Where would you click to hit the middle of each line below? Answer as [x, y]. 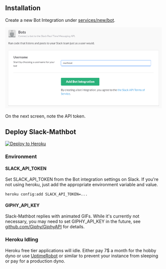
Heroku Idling [22, 240]
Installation [23, 8]
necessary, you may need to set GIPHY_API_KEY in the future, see [73, 221]
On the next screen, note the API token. [45, 116]
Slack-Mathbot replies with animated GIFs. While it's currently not [72, 216]
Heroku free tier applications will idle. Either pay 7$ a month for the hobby [81, 250]
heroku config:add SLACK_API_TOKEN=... [46, 194]
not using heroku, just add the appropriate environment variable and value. [82, 185]
